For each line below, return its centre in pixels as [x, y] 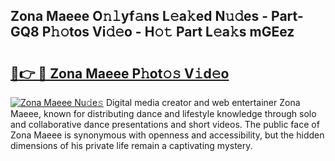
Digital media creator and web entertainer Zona [203, 102]
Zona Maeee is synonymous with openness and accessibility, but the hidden [167, 135]
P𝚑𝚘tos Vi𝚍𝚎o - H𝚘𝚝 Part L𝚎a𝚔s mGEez [168, 32]
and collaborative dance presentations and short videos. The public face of [165, 124]
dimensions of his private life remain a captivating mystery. [131, 145]
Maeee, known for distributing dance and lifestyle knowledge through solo [163, 113]
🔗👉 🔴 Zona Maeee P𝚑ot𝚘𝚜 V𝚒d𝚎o [120, 73]
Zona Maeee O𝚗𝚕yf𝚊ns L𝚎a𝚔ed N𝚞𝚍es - [139, 16]
